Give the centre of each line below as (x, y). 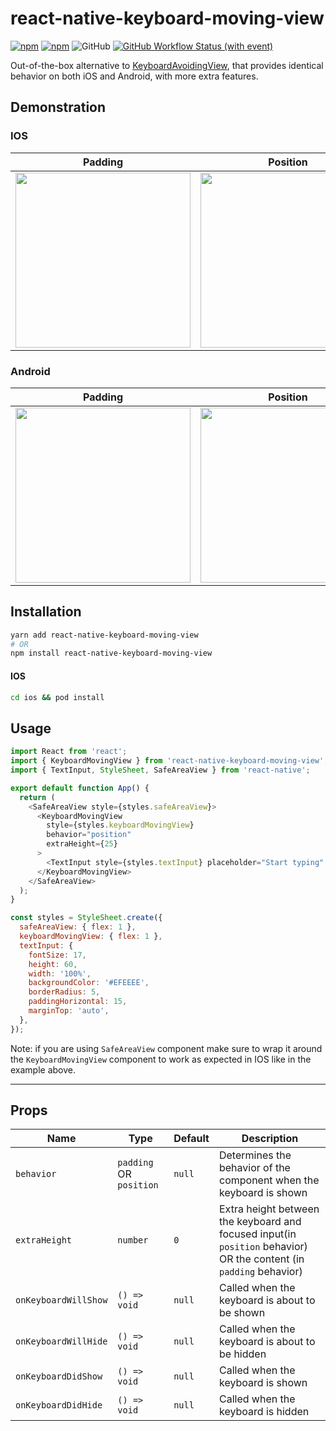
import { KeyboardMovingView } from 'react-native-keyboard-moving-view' (167, 761)
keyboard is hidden (264, 1412)
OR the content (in (261, 1259)
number (133, 1240)
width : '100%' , (60, 973)
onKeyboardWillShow (61, 1300)
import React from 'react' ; (69, 752)
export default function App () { (80, 788)
